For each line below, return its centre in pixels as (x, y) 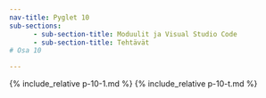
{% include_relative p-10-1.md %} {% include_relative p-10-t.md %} (133, 84)
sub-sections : (36, 26)
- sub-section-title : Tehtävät (91, 42)
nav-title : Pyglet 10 (50, 17)
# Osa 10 (25, 51)
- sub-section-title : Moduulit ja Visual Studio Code (135, 34)
